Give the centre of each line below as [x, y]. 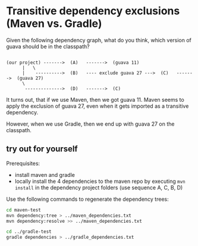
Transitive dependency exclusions [93, 11]
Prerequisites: [23, 163]
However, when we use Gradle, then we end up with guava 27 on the [90, 124]
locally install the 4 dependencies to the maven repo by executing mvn [100, 181]
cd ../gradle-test [29, 232]
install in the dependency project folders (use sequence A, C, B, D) [99, 187]
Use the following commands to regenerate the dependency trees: [87, 199]
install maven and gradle [45, 175]
